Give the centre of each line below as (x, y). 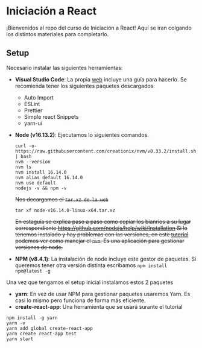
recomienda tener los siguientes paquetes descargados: (85, 86)
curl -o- (26, 146)
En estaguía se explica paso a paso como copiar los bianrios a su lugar (103, 221)
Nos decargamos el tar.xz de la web (62, 199)
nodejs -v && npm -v (41, 188)
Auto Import (39, 97)
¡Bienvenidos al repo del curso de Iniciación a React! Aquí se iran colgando (99, 28)
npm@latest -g (33, 271)
